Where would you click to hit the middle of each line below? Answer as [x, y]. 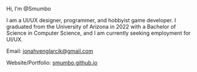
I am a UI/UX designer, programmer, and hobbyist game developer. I [91, 20]
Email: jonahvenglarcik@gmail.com [50, 51]
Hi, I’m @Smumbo [29, 9]
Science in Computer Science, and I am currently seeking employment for [98, 33]
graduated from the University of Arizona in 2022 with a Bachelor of [91, 27]
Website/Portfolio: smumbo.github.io [52, 63]
